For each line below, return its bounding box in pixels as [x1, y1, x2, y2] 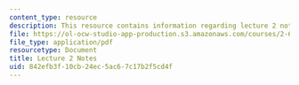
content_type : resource [9, 12, 98, 22]
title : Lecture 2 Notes [9, 54, 98, 63]
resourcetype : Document [9, 46, 98, 55]
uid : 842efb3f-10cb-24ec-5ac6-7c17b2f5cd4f [9, 63, 174, 72]
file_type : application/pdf [9, 37, 114, 47]
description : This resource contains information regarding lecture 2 [9, 21, 277, 30]
